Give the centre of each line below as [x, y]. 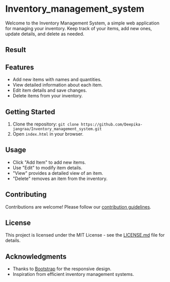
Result [16, 50]
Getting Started [30, 112]
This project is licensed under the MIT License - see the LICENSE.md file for [85, 235]
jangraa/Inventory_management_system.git [57, 129]
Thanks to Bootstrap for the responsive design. [62, 269]
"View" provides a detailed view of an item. [58, 173]
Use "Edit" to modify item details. [47, 168]
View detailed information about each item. [58, 85]
